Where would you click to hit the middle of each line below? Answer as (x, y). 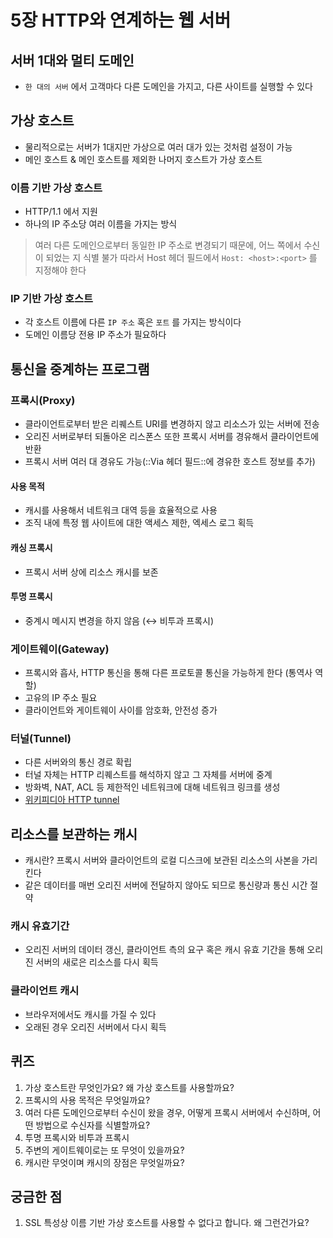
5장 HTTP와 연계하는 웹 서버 (121, 20)
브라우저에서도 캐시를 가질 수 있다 (90, 1014)
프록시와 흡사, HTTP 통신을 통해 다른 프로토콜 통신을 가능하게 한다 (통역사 (168, 672)
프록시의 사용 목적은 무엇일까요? (87, 1100)
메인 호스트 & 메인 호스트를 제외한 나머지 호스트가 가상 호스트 (143, 159)
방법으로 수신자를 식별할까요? (93, 1125)
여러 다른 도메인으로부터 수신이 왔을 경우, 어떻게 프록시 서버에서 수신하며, (167, 1112)
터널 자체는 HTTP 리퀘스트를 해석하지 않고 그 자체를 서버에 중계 (148, 775)
